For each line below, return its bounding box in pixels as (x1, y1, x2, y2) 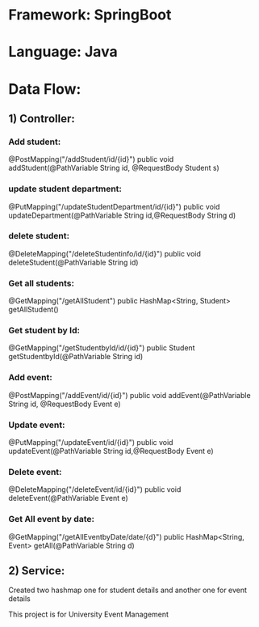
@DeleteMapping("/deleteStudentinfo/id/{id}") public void (8, 248, 202, 258)
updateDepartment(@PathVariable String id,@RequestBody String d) (8, 210, 236, 220)
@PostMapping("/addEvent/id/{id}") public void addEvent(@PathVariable (8, 390, 252, 400)
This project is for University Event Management (8, 609, 169, 620)
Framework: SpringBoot (8, 6, 172, 24)
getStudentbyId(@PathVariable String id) (8, 352, 144, 362)
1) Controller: (8, 112, 75, 125)
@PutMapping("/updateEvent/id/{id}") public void (8, 438, 173, 447)
